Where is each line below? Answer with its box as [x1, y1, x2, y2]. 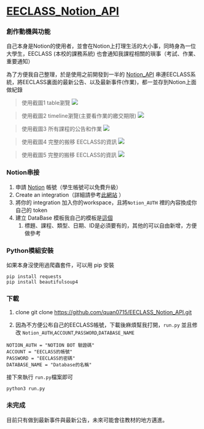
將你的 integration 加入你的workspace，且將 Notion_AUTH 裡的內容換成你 [15, 198, 197, 206]
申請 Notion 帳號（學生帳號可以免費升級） [15, 183, 122, 191]
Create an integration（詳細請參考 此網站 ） [15, 191, 125, 198]
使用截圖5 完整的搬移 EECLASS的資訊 [21, 152, 117, 159]
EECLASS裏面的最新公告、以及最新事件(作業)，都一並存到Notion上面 [22, 79, 197, 86]
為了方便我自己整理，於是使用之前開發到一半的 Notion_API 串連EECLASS [6, 71, 190, 78]
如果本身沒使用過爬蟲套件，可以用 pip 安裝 [6, 261, 115, 269]
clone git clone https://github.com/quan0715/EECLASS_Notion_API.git [15, 309, 192, 316]
